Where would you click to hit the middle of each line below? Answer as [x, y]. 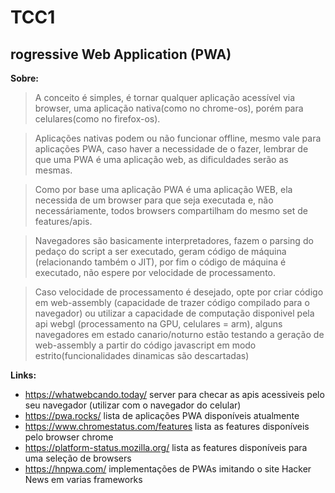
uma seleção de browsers [78, 458]
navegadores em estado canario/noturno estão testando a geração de [179, 334]
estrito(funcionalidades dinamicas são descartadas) [142, 355]
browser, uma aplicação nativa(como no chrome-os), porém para [169, 108]
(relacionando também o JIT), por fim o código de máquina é [160, 262]
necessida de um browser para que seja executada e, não [154, 200]
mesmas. [53, 170]
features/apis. [63, 221]
